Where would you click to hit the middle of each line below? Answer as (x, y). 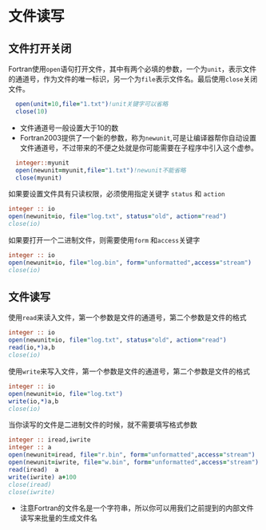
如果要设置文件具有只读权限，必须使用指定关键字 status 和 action (117, 194)
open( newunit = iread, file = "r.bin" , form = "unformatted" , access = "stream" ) (132, 455)
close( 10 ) (32, 111)
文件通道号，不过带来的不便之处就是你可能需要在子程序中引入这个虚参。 (139, 148)
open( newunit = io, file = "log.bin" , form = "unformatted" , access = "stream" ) (130, 263)
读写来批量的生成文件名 (58, 518)
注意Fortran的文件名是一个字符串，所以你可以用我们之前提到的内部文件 (137, 508)
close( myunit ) (39, 178)
